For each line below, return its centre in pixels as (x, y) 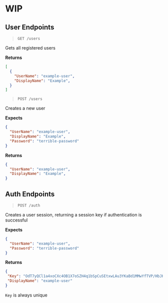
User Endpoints (30, 27)
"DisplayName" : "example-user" (40, 281)
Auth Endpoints (30, 194)
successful (16, 220)
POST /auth (29, 205)
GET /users (29, 38)
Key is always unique (26, 295)
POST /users (30, 99)
